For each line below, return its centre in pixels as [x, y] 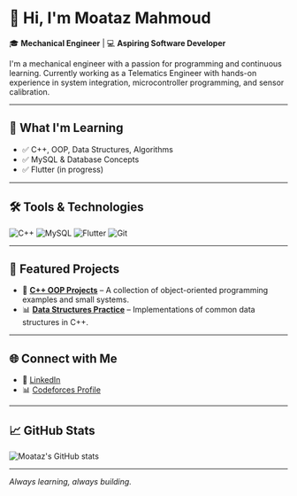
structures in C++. [55, 322]
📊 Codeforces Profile [61, 390]
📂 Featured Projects [65, 269]
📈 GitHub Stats [52, 430]
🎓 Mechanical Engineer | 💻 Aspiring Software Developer [118, 43]
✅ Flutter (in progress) [63, 169]
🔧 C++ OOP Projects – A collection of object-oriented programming [145, 291]
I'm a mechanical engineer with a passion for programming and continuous [146, 63]
